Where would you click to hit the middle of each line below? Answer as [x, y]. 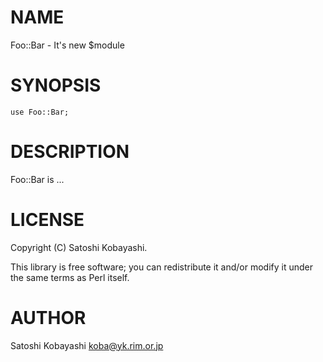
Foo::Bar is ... [37, 179]
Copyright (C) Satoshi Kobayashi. [79, 247]
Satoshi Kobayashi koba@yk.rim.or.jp [87, 345]
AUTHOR [48, 317]
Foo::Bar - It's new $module [67, 45]
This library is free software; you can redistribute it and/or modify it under [162, 267]
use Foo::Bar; [40, 112]
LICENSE [47, 220]
